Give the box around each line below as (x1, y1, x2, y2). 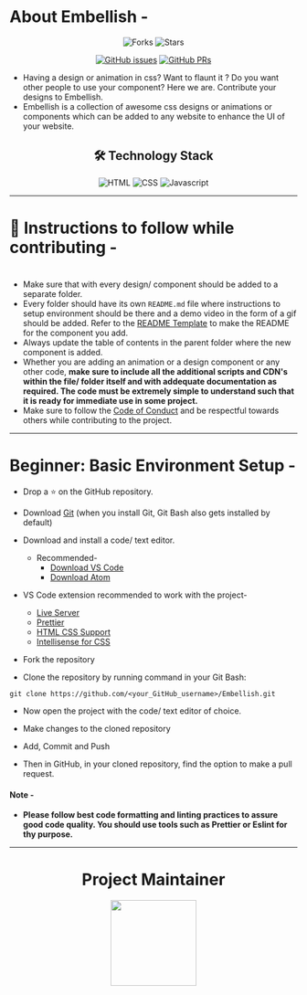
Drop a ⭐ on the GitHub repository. (22, 486, 153, 497)
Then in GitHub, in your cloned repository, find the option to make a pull (22, 758, 292, 769)
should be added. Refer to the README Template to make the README (22, 318, 290, 329)
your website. (22, 121, 75, 132)
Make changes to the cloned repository (22, 724, 171, 735)
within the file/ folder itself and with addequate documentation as (22, 376, 277, 387)
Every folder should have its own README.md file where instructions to (22, 299, 281, 310)
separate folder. (22, 289, 83, 300)
